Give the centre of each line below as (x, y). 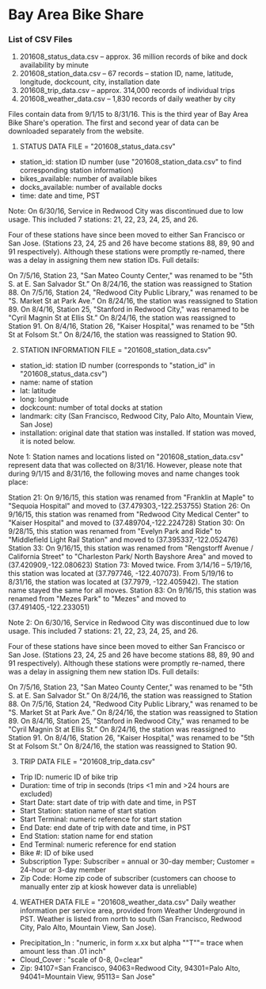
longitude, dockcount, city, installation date (90, 82)
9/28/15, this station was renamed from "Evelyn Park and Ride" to (115, 531)
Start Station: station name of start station (88, 811)
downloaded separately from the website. (76, 131)
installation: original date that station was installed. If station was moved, (138, 433)
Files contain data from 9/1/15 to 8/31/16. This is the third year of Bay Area (128, 114)
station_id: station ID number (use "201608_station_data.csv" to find (130, 162)
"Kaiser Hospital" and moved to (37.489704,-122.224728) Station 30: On (127, 523)
